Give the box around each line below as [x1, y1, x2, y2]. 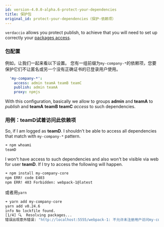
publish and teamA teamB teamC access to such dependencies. [5, 104, 136, 110]
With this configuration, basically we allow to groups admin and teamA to [5, 98, 153, 104]
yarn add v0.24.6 [5, 204, 41, 208]
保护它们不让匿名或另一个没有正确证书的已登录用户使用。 [5, 66, 121, 72]
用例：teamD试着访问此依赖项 [5, 117, 76, 124]
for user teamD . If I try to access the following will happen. [5, 161, 123, 167]
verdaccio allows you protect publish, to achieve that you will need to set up [5, 30, 158, 36]
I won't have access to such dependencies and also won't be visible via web [5, 156, 159, 162]
